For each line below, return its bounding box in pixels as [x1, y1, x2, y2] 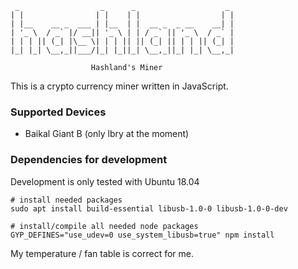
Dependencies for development [10, 153, 168, 167]
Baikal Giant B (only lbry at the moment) [24, 128, 190, 140]
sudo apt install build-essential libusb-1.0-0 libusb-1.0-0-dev [10, 203, 288, 214]
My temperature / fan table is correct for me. [10, 247, 194, 259]
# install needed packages [10, 195, 123, 205]
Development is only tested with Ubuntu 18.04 [10, 175, 200, 187]
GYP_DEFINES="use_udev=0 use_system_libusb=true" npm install [10, 230, 275, 240]
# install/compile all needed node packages [10, 221, 199, 231]
